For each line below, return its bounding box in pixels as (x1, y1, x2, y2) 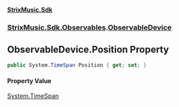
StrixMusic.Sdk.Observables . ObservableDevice (7, 23, 172, 32)
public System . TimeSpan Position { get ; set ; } (7, 62, 147, 69)
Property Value (7, 76, 52, 85)
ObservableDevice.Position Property (7, 43, 169, 55)
